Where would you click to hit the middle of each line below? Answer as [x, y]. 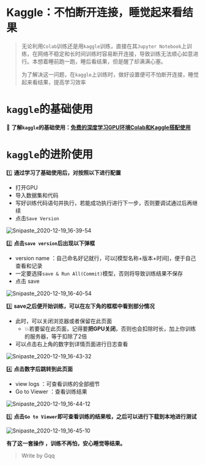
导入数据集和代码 [37, 195]
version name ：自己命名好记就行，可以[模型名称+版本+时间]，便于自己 [106, 258]
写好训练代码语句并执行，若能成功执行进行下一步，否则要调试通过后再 [104, 202]
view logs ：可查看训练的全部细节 [58, 383]
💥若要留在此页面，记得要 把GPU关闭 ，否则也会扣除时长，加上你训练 [110, 328]
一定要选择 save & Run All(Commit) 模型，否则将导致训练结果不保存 [99, 273]
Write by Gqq [38, 455]
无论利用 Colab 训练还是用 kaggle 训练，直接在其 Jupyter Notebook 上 [104, 46]
